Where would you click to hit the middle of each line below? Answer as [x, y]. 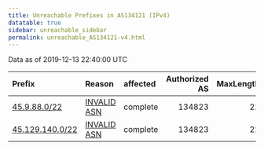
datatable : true [35, 23]
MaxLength [238, 84]
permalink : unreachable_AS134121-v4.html [77, 37]
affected [140, 84]
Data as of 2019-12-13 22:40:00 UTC [68, 60]
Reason [99, 84]
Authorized [188, 79]
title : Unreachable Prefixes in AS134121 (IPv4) [89, 15]
